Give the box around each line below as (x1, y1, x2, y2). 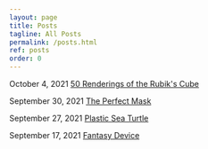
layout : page (9, 12, 58, 22)
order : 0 (9, 54, 42, 63)
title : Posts (9, 21, 58, 30)
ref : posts (9, 46, 50, 55)
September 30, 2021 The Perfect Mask (9, 96, 152, 106)
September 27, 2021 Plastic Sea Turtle (9, 113, 149, 123)
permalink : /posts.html (9, 37, 98, 47)
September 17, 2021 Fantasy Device (9, 130, 140, 140)
